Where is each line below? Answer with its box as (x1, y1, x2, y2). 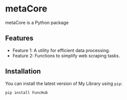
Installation (5, 67, 41, 75)
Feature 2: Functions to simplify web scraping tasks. (12, 52, 120, 58)
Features (5, 34, 33, 42)
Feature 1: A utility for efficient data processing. (12, 47, 110, 53)
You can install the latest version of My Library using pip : (5, 80, 122, 86)
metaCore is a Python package (5, 19, 69, 25)
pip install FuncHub (5, 90, 48, 95)
